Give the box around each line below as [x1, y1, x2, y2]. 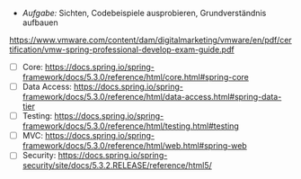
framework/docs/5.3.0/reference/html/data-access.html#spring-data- [22, 92, 282, 103]
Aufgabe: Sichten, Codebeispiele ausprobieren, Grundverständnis [22, 8, 267, 18]
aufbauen [22, 17, 58, 28]
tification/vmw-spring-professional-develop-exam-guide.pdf [9, 44, 235, 55]
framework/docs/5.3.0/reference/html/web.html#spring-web [22, 140, 247, 151]
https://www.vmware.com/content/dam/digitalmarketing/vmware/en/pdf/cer [9, 35, 292, 45]
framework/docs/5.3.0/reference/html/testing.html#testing [22, 121, 240, 131]
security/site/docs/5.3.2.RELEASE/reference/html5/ [22, 160, 213, 171]
